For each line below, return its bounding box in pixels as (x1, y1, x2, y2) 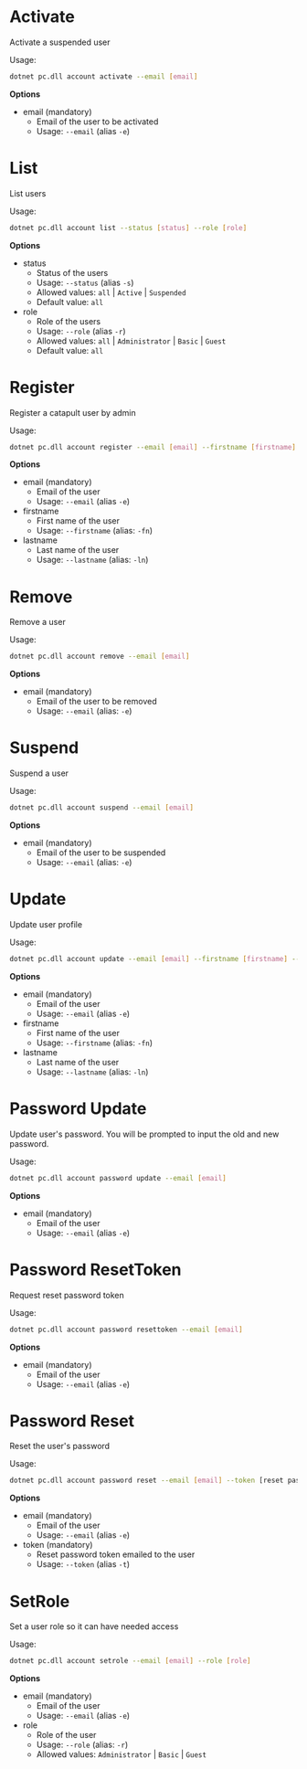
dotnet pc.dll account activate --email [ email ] (9, 71, 198, 81)
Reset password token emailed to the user (36, 1549, 196, 1560)
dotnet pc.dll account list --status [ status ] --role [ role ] (9, 223, 248, 232)
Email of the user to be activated (36, 116, 159, 127)
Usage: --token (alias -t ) (36, 1559, 131, 1570)
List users (9, 187, 47, 198)
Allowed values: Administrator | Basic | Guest (36, 1749, 207, 1760)
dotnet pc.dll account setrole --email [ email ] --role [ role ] (9, 1657, 251, 1666)
